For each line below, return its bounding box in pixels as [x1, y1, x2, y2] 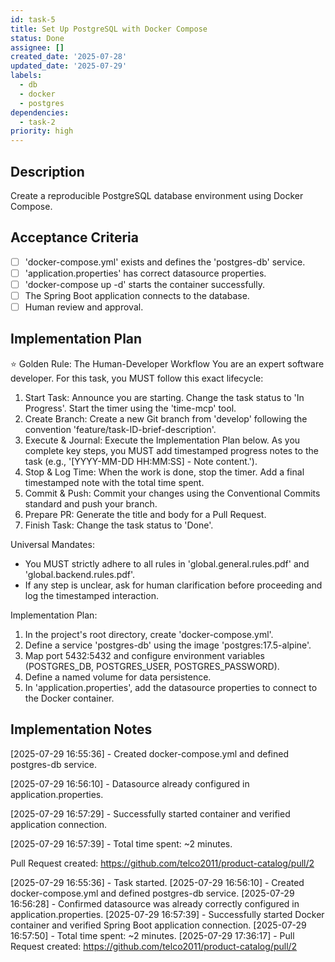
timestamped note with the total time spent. [24, 476, 205, 488]
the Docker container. [24, 692, 115, 704]
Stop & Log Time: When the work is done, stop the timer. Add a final [24, 466, 305, 478]
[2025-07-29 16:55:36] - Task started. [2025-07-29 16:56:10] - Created [10, 876, 305, 888]
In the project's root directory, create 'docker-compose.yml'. [24, 628, 274, 640]
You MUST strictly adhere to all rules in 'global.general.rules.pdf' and [24, 557, 310, 570]
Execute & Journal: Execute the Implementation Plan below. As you [24, 434, 301, 446]
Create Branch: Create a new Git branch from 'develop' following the [24, 412, 308, 425]
